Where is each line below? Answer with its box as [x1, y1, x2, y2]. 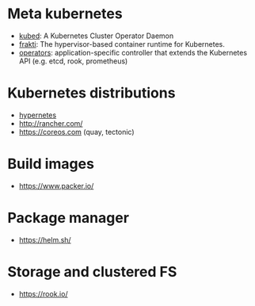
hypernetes [18, 110, 57, 120]
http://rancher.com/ [18, 118, 83, 128]
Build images [7, 155, 94, 173]
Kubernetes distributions [7, 84, 176, 102]
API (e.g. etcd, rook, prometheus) [18, 56, 128, 66]
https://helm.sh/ [18, 235, 72, 244]
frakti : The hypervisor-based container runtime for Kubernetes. [18, 39, 225, 48]
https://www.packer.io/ [18, 181, 94, 190]
